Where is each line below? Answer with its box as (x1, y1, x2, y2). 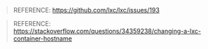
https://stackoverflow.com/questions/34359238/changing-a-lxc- (13, 27, 201, 35)
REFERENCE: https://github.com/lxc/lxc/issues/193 (13, 6, 160, 14)
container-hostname (13, 34, 73, 43)
